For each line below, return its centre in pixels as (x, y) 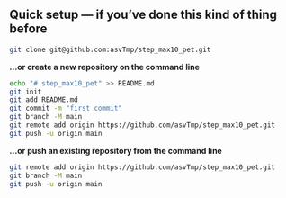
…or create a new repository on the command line (105, 67)
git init (26, 92)
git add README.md (44, 100)
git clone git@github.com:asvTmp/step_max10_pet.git (110, 49)
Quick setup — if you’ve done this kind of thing (143, 15)
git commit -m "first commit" (66, 108)
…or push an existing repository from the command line (116, 150)
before (28, 29)
